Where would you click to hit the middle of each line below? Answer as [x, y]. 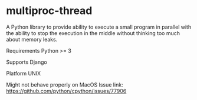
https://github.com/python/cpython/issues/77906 [66, 91]
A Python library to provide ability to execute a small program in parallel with [99, 27]
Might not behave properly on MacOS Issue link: [65, 85]
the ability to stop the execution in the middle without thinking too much [93, 33]
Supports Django [27, 62]
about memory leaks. [32, 39]
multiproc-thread [49, 11]
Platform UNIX [24, 73]
